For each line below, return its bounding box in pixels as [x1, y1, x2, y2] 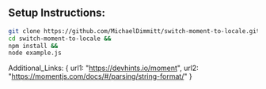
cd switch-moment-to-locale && [8, 35, 112, 43]
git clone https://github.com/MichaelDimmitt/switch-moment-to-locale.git [8, 27, 260, 35]
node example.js [8, 49, 62, 57]
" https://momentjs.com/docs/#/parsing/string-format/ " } [8, 72, 192, 81]
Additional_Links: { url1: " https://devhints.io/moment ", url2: [8, 63, 199, 73]
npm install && [8, 42, 59, 50]
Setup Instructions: [8, 6, 105, 20]
